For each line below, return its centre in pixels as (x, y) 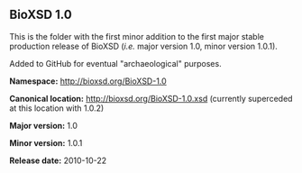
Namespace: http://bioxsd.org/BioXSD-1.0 (88, 81)
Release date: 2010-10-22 (58, 160)
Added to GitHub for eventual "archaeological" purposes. (116, 63)
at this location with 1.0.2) (57, 108)
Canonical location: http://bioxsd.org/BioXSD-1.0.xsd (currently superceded (151, 98)
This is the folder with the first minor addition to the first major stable (137, 36)
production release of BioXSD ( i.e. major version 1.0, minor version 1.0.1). (143, 46)
